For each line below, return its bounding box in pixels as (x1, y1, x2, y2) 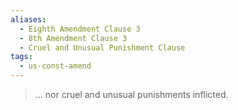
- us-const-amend (19, 61, 92, 71)
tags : (10, 52, 33, 62)
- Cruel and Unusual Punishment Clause (19, 42, 186, 53)
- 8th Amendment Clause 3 (19, 33, 128, 43)
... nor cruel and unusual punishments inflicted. (34, 89, 229, 100)
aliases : (10, 14, 47, 25)
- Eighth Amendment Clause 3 (19, 24, 141, 34)
